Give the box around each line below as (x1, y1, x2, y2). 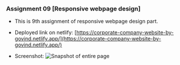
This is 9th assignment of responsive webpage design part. (14, 18, 158, 25)
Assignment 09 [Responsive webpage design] (6, 5, 141, 13)
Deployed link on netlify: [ (14, 29, 77, 36)
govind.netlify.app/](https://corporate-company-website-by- (14, 35, 161, 42)
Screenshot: (14, 53, 45, 60)
